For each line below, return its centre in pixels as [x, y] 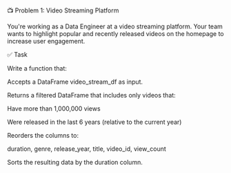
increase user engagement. [46, 41]
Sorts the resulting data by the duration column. [75, 162]
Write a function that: [37, 68]
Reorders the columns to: [43, 135]
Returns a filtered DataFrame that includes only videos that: [91, 95]
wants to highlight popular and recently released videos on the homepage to [115, 34]
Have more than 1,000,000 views [54, 109]
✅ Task [17, 54]
